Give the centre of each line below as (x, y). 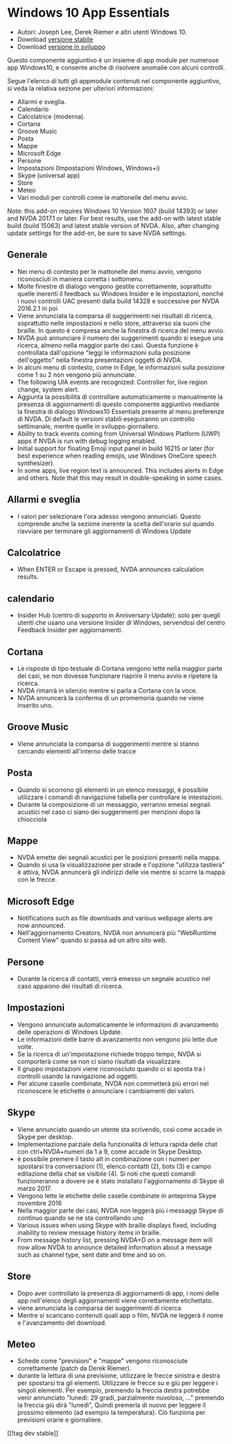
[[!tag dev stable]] (33, 1434)
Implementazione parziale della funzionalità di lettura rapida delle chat (117, 1144)
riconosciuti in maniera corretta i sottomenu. (80, 279)
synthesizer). (36, 463)
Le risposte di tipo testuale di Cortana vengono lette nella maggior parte (120, 668)
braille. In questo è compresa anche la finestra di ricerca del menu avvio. (121, 330)
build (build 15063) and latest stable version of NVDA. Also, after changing (113, 225)
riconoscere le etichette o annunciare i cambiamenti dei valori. (106, 1090)
